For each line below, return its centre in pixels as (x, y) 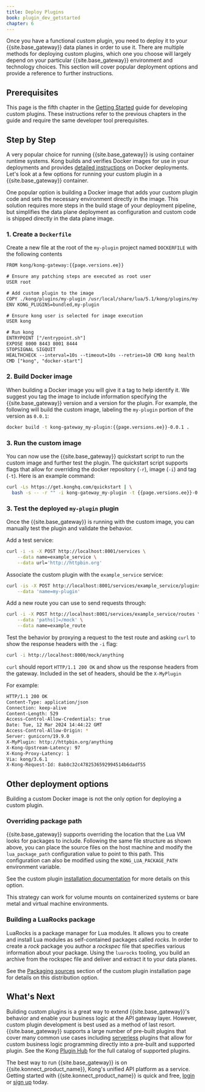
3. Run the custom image (44, 443)
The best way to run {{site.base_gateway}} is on (67, 1062)
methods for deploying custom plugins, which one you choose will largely (99, 54)
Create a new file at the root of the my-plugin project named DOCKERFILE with (102, 248)
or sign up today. (27, 1082)
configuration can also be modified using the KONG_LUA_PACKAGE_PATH (92, 860)
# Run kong (20, 332)
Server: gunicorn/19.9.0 (38, 737)
